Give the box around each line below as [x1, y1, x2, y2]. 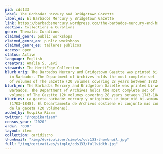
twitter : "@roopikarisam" [5, 114, 57, 120]
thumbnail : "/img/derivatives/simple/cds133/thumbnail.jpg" [5, 137, 130, 142]
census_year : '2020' [5, 119, 47, 124]
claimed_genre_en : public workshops [5, 39, 79, 43]
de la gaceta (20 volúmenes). [9, 106, 70, 111]
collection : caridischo [5, 133, 53, 138]
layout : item [5, 128, 32, 133]
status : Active [5, 52, 36, 57]
